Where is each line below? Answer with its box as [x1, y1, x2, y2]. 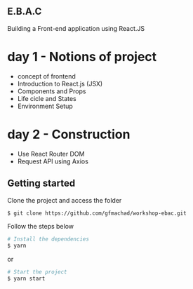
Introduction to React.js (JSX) [17, 79, 103, 88]
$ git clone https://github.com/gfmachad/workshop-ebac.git [7, 210, 187, 217]
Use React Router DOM [17, 149, 85, 158]
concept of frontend [17, 72, 76, 80]
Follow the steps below [7, 222, 74, 231]
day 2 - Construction [7, 126, 131, 142]
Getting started [7, 177, 76, 189]
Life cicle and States [17, 94, 76, 102]
